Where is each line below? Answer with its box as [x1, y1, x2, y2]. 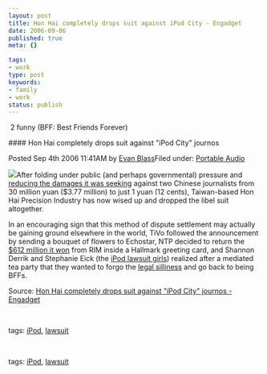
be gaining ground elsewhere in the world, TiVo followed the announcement [8, 228, 259, 238]
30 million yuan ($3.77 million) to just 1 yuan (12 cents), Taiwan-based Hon [8, 187, 254, 197]
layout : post [8, 11, 52, 20]
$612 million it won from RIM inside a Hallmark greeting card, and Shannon [8, 245, 255, 255]
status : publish [8, 101, 63, 109]
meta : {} [8, 42, 38, 50]
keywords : [8, 78, 42, 86]
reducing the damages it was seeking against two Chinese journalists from [8, 179, 255, 188]
